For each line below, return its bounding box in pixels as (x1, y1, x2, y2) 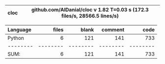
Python (7, 34, 25, 41)
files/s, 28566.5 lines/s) (61, 12, 119, 19)
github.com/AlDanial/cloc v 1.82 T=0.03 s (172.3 (31, 6, 149, 13)
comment (101, 27, 124, 33)
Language (7, 27, 32, 33)
